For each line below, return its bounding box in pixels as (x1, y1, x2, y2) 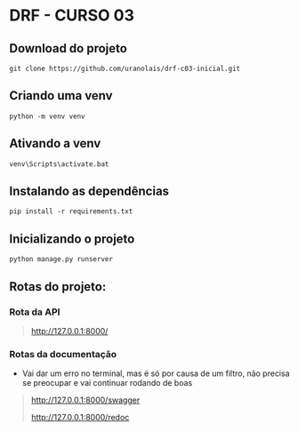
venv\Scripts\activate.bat (9, 159, 109, 169)
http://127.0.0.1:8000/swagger (30, 395, 141, 405)
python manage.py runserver (9, 255, 114, 264)
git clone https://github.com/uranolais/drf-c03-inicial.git (9, 64, 241, 73)
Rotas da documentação (9, 347, 117, 360)
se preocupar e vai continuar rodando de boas (21, 378, 193, 388)
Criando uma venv (9, 88, 113, 103)
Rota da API (9, 306, 60, 318)
